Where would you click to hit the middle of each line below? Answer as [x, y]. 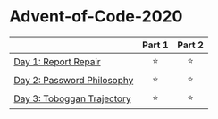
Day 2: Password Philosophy [74, 81]
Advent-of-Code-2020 [96, 17]
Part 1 [155, 45]
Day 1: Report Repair [57, 62]
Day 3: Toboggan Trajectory [72, 98]
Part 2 [190, 45]
